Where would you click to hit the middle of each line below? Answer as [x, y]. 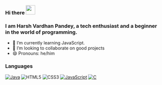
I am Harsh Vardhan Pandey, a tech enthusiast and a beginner [81, 26]
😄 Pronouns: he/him [33, 53]
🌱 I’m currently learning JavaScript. [49, 43]
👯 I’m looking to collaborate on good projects [58, 48]
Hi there [15, 12]
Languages [19, 66]
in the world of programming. [41, 32]
